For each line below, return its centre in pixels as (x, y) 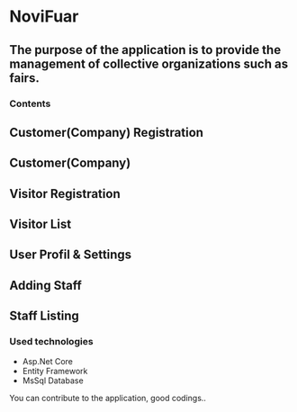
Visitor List (40, 224)
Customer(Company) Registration (107, 132)
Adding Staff (46, 285)
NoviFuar (44, 17)
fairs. (25, 78)
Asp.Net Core (48, 361)
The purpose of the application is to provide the (145, 50)
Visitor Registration (65, 194)
